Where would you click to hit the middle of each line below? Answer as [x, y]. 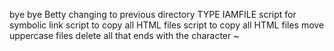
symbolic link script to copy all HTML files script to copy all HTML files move [167, 25]
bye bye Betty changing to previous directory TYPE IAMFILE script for [153, 14]
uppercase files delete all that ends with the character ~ [124, 35]
